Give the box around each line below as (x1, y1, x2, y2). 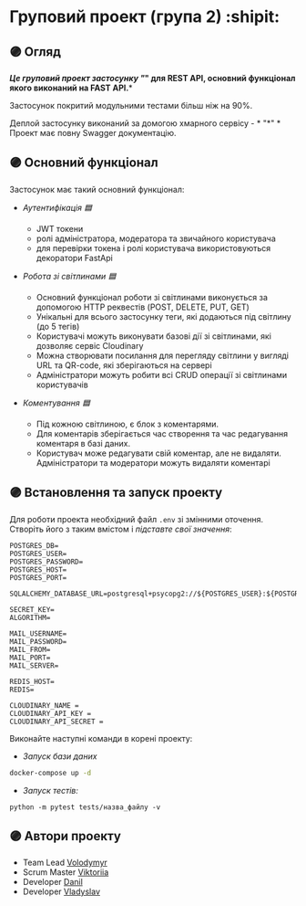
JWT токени (36, 223, 84, 234)
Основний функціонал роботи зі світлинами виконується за (36, 291, 269, 302)
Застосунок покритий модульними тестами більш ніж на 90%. (9, 100, 253, 111)
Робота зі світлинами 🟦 (22, 270, 117, 281)
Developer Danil (22, 877, 84, 888)
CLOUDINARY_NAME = (9, 701, 79, 710)
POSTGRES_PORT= (9, 573, 67, 582)
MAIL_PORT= (9, 653, 51, 662)
